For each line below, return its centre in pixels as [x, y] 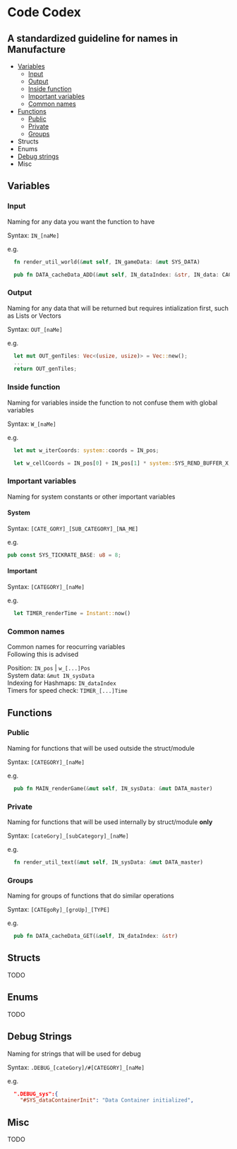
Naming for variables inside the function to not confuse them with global [113, 403]
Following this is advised [43, 655]
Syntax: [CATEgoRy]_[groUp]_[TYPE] [59, 910]
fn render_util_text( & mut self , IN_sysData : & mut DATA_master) [108, 862]
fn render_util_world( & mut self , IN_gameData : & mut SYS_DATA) [107, 262]
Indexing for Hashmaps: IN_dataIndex [62, 683]
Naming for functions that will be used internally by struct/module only [110, 822]
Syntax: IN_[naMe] [34, 235]
